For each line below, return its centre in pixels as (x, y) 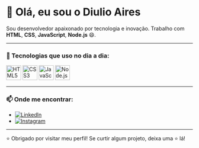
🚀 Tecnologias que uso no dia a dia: (58, 56)
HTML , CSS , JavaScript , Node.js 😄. (51, 34)
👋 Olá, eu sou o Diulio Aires (73, 12)
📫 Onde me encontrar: (40, 99)
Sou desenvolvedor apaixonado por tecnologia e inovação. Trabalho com (95, 28)
